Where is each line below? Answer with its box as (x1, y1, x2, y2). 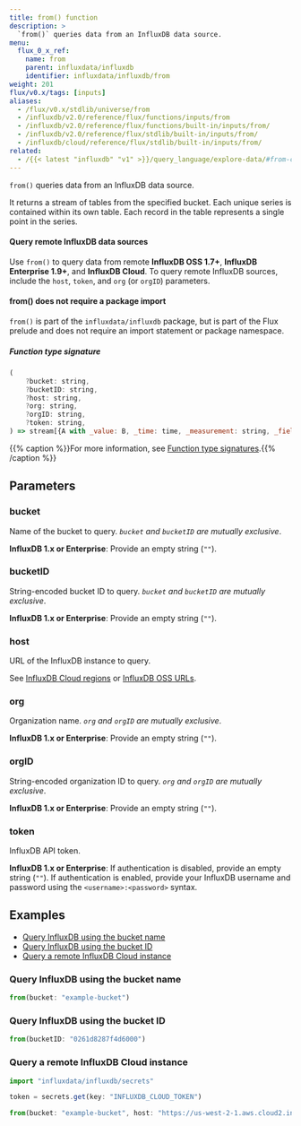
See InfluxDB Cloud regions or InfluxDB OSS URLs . (9, 673, 197, 684)
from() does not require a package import (9, 296, 167, 307)
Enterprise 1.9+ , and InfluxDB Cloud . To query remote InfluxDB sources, (9, 265, 279, 276)
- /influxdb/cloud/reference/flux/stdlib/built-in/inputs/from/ (17, 138, 262, 147)
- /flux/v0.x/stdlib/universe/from (17, 105, 150, 114)
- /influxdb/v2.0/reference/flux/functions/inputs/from (17, 113, 230, 122)
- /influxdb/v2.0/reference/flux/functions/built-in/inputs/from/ (17, 122, 271, 131)
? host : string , (25, 394, 82, 403)
